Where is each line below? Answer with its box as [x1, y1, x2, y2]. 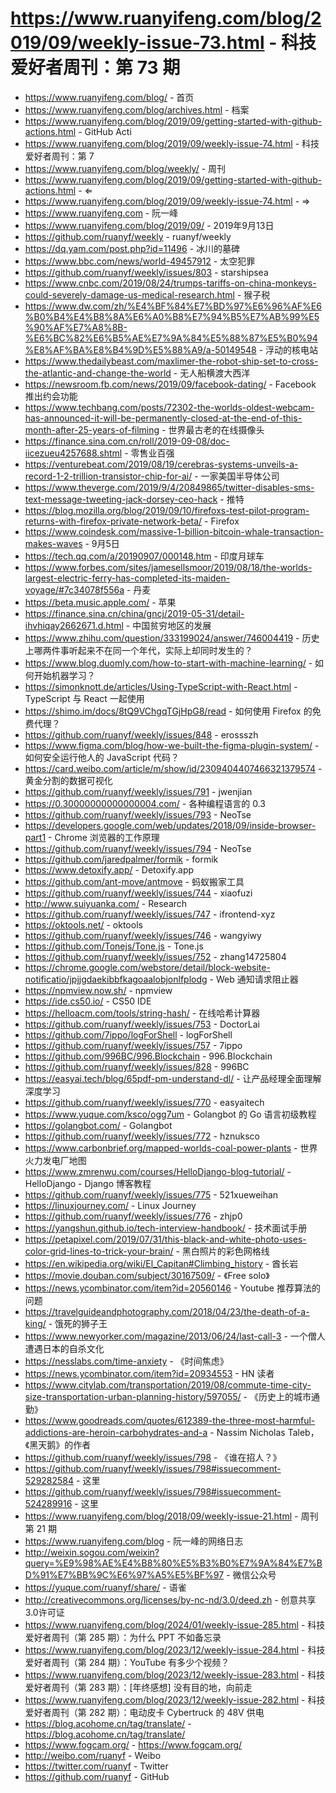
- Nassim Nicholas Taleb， [209, 1426, 320, 1438]
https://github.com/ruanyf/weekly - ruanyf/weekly [24, 230, 232, 242]
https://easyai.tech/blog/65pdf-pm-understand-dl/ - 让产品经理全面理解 [24, 1072, 322, 1084]
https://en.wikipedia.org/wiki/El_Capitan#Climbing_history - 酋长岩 [24, 1257, 299, 1269]
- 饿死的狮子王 [48, 1317, 108, 1329]
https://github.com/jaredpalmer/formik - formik [24, 853, 219, 865]
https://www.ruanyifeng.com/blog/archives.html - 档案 [24, 103, 250, 116]
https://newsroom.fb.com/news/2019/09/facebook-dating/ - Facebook [24, 378, 317, 390]
